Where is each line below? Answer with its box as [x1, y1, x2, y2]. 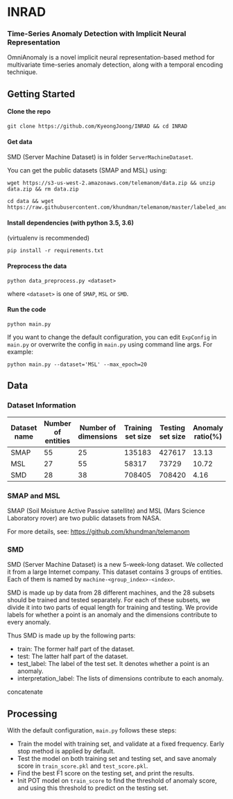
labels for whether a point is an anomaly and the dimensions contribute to [7, 611, 218, 619]
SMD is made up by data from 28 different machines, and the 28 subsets [7, 588, 215, 597]
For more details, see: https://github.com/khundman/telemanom [7, 527, 190, 536]
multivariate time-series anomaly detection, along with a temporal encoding [7, 60, 223, 69]
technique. [7, 68, 38, 76]
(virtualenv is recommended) [7, 234, 90, 243]
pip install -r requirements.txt [7, 247, 104, 254]
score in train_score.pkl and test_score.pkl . [17, 762, 148, 770]
